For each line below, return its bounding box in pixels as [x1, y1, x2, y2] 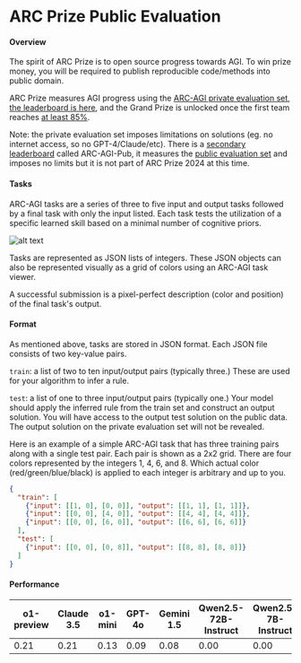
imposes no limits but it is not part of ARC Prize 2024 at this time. [9, 158, 250, 169]
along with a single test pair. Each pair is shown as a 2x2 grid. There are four [9, 448, 292, 458]
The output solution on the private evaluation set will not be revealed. [9, 421, 265, 432]
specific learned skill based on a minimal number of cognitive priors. [9, 217, 262, 228]
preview [13, 618, 49, 631]
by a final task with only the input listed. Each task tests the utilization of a [9, 208, 282, 219]
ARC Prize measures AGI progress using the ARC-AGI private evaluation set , [9, 92, 291, 104]
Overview [9, 36, 47, 47]
